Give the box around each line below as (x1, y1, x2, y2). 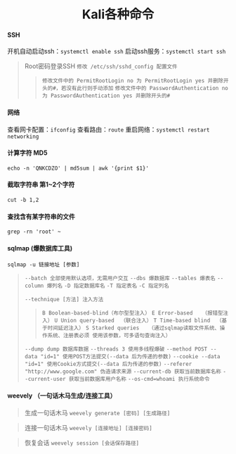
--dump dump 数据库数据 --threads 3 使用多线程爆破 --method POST (24, 346, 208, 353)
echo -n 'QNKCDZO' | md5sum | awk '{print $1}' (7, 165, 150, 172)
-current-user (24, 376, 66, 383)
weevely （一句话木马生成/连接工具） (7, 391, 117, 400)
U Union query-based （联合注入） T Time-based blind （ (54, 317, 223, 324)
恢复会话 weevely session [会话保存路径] (24, 438, 139, 447)
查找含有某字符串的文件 (7, 212, 75, 220)
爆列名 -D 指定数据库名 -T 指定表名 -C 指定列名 (46, 282, 170, 289)
